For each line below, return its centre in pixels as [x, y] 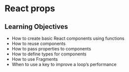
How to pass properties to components [51, 49]
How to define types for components [49, 54]
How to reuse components [39, 44]
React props [30, 9]
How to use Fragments [35, 59]
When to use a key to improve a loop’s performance [64, 64]
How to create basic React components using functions [68, 38]
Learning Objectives [36, 27]
